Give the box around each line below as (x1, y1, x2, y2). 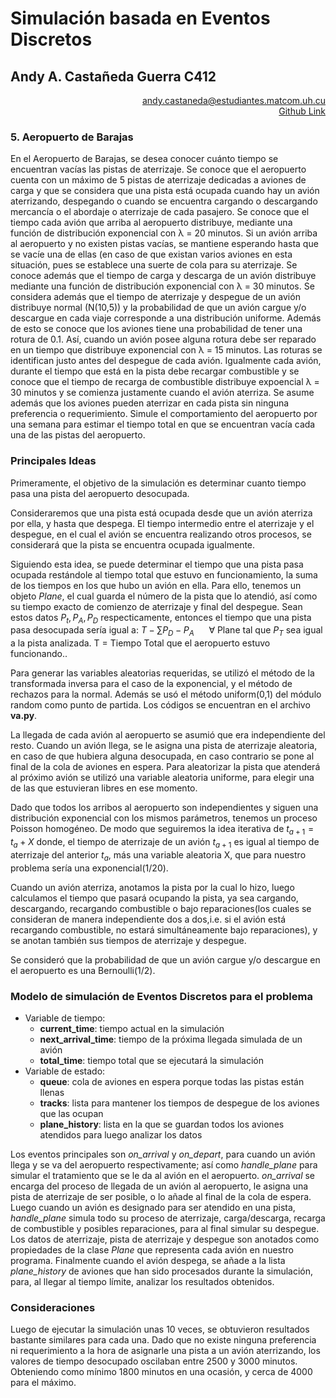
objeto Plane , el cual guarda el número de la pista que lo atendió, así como (10, 590, 318, 602)
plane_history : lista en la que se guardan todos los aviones (39, 1118, 285, 1130)
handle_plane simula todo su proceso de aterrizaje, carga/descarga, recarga (10, 1212, 326, 1224)
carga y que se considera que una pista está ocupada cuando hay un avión (10, 185, 320, 197)
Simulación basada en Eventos (10, 7, 271, 30)
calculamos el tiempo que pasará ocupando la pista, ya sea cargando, (10, 892, 299, 904)
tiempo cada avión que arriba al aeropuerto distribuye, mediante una (10, 217, 293, 229)
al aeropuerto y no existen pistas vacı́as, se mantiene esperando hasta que (10, 238, 319, 250)
